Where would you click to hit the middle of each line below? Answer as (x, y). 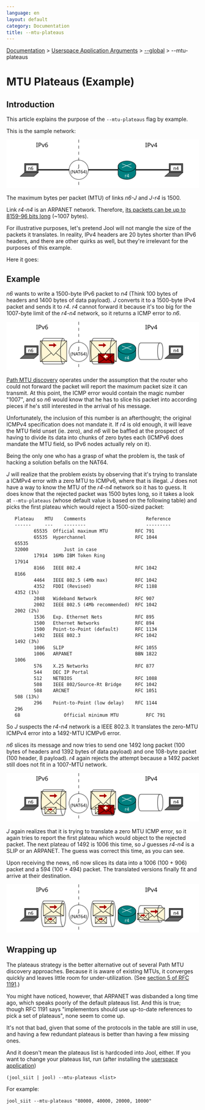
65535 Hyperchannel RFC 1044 (95, 538)
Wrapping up (32, 950)
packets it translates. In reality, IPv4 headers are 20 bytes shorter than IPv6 (101, 235)
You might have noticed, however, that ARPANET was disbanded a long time (102, 996)
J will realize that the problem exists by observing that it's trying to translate (102, 474)
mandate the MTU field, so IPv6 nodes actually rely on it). (79, 444)
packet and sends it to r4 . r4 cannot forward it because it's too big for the (99, 307)
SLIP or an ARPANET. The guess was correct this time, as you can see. (95, 851)
